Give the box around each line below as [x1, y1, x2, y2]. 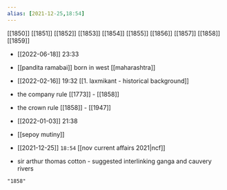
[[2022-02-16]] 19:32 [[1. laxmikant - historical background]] [17, 77, 190, 85]
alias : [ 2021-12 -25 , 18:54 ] [7, 10, 85, 17]
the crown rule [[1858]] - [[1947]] [17, 103, 112, 111]
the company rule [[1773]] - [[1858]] [17, 90, 119, 98]
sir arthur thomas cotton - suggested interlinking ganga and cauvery [17, 157, 212, 165]
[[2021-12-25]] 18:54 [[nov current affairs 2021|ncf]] [17, 143, 166, 152]
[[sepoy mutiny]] [17, 130, 65, 138]
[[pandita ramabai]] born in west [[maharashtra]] [17, 63, 156, 71]
